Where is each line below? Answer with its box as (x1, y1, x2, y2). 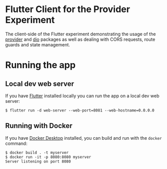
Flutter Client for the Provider (5, 4, 130, 15)
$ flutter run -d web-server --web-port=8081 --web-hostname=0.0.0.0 (5, 107, 155, 113)
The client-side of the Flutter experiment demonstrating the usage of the (5, 31, 156, 37)
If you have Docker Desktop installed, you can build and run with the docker (5, 135, 162, 141)
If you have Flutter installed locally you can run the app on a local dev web (5, 92, 160, 99)
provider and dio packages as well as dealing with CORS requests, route (5, 36, 155, 42)
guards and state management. (5, 41, 71, 47)
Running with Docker (5, 122, 73, 130)
